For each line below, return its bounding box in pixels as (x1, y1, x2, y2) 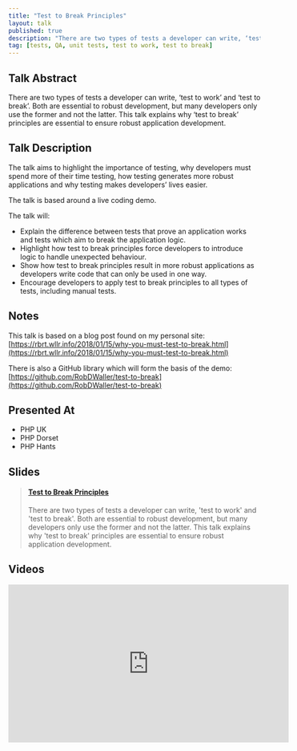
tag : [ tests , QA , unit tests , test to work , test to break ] (8, 42, 214, 50)
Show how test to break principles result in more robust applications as (19, 260, 255, 270)
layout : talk (8, 19, 52, 27)
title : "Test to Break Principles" (8, 11, 127, 20)
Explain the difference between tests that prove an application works (19, 226, 247, 236)
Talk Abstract (8, 71, 78, 85)
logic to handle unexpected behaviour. (19, 252, 146, 262)
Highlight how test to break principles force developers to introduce (19, 243, 243, 253)
